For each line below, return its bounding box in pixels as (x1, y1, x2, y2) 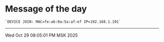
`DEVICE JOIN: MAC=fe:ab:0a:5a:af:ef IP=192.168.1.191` (5, 19, 121, 24)
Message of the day (5, 3, 87, 14)
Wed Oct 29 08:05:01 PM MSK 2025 (5, 32, 78, 38)
